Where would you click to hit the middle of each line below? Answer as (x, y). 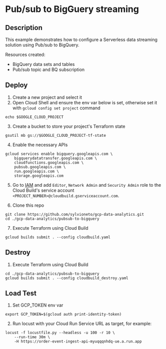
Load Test (21, 293)
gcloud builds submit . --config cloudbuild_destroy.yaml (67, 278)
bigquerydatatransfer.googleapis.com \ (56, 158)
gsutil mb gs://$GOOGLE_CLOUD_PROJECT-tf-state (56, 135)
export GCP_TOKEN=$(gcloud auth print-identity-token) (63, 315)
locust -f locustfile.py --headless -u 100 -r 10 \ (60, 333)
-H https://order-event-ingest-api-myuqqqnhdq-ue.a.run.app (78, 342)
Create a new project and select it (47, 97)
